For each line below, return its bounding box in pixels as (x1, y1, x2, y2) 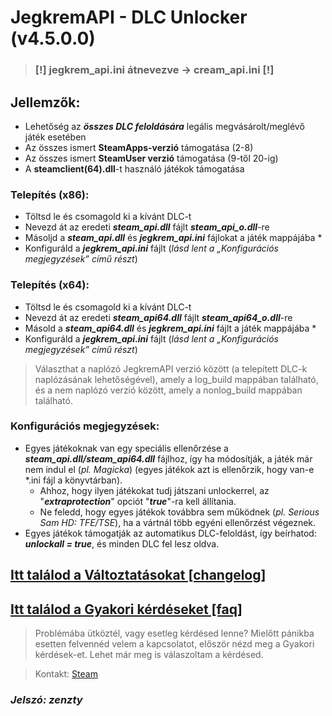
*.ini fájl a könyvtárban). (24, 474, 123, 486)
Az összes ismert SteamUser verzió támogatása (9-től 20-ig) (24, 152, 279, 164)
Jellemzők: (10, 94, 81, 111)
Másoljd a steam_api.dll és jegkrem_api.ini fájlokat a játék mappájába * (24, 232, 323, 244)
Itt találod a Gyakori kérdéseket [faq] (10, 601, 243, 618)
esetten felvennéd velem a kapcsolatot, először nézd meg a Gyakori (34, 638, 315, 650)
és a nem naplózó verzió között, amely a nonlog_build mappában (34, 384, 303, 396)
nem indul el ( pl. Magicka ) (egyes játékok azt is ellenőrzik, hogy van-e (24, 463, 315, 475)
